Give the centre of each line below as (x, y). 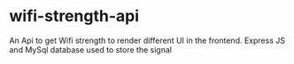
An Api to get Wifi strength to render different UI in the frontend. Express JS (147, 40)
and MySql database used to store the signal (91, 49)
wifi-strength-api (74, 16)
